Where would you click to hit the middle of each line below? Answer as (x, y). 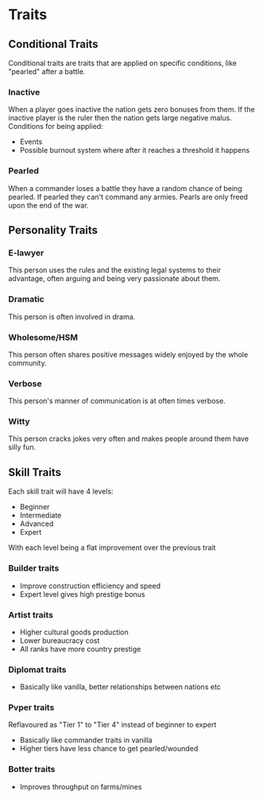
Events (31, 142)
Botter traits (32, 770)
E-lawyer (26, 252)
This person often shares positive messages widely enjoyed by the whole (128, 354)
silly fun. (22, 447)
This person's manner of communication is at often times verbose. (117, 401)
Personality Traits (53, 230)
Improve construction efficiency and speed (90, 586)
